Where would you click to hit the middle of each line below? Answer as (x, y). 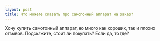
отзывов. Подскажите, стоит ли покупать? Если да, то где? (67, 33)
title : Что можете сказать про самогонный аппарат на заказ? (69, 14)
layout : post (19, 10)
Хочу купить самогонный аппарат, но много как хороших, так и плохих (80, 28)
